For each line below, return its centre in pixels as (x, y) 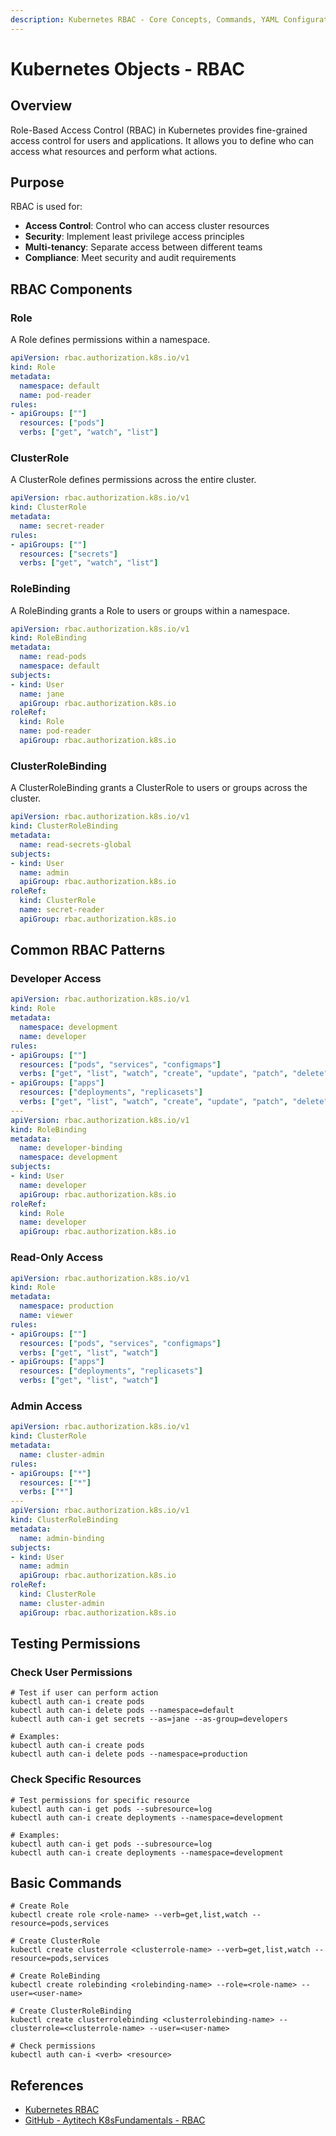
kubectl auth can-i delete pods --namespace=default (122, 1711)
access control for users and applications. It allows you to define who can (162, 140)
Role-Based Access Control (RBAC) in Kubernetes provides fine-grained (159, 130)
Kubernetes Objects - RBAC (128, 68)
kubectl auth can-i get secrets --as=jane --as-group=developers (149, 1719)
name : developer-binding (71, 1148)
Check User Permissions (71, 1672)
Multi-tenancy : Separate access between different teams (143, 247)
